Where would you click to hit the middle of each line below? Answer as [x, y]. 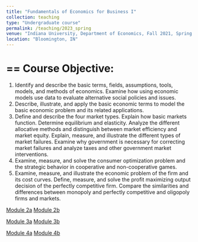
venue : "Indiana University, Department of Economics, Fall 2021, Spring [99, 34]
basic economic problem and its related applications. [79, 110]
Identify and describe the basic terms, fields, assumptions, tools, [94, 85]
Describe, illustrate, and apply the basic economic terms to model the [100, 104]
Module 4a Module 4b [33, 233]
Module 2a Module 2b [33, 210]
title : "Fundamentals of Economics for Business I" [71, 12]
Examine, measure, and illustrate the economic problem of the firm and [101, 173]
